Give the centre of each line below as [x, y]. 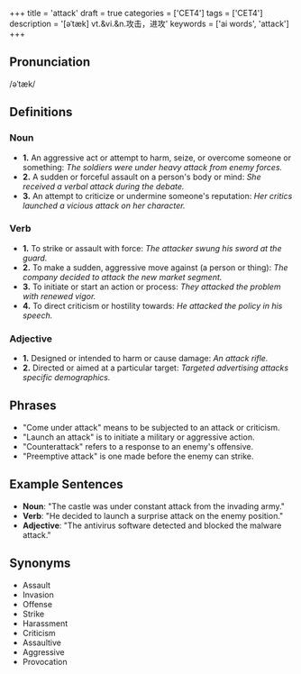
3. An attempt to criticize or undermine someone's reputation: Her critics [157, 196]
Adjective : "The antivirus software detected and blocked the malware [152, 525]
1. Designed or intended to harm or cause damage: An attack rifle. [145, 359]
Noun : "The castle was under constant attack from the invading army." [154, 506]
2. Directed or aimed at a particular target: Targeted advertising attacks [155, 368]
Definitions [41, 112]
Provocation [45, 661]
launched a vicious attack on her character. [104, 205]
